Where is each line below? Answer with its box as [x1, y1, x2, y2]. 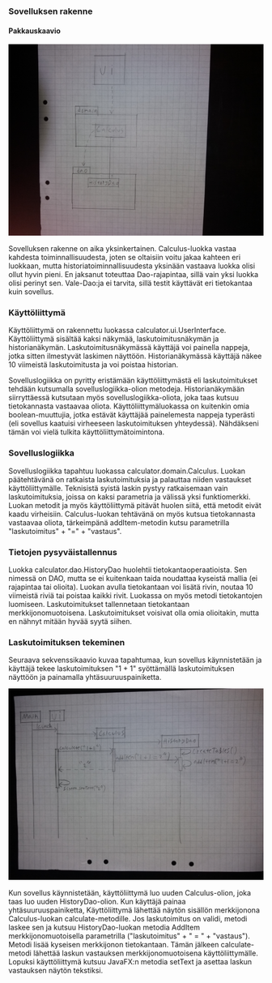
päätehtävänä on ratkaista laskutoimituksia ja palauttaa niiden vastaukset [8, 474, 252, 484]
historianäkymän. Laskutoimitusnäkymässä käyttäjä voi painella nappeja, [8, 343, 250, 353]
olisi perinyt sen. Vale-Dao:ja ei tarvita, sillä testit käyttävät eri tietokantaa [8, 278, 253, 288]
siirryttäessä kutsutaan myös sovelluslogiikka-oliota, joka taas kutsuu [8, 393, 239, 403]
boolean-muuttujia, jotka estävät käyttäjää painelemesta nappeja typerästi [8, 410, 255, 420]
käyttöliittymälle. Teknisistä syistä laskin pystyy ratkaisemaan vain [8, 483, 228, 493]
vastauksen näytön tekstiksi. [8, 966, 104, 976]
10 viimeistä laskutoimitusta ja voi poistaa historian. [8, 360, 179, 370]
